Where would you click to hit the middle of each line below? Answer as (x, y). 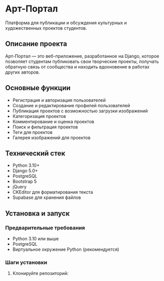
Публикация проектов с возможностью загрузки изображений (80, 111)
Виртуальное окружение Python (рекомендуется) (66, 249)
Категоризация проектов (39, 116)
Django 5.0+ (25, 171)
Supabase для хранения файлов (47, 197)
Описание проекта (36, 44)
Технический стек (35, 153)
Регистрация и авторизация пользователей (59, 100)
